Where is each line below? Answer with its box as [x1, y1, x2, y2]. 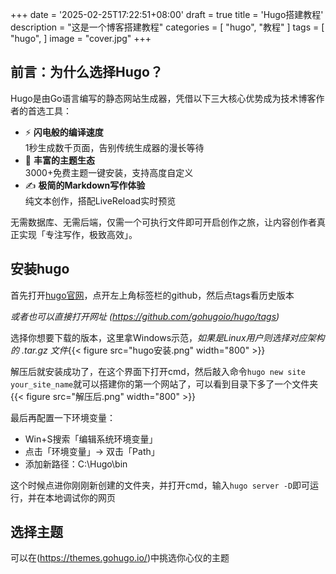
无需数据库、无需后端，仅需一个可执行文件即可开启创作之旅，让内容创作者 [10, 216, 317, 228]
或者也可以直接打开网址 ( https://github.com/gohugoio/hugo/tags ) [10, 310, 280, 322]
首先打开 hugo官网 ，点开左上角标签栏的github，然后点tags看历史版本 [10, 289, 295, 301]
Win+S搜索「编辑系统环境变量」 [24, 433, 158, 445]
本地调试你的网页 [44, 491, 116, 503]
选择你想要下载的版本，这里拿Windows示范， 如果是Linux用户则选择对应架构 [10, 331, 325, 343]
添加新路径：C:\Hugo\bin [24, 458, 128, 470]
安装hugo [10, 261, 70, 278]
